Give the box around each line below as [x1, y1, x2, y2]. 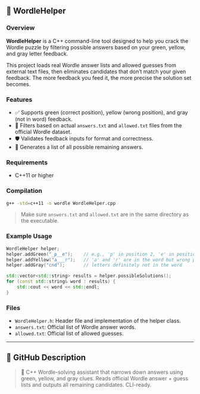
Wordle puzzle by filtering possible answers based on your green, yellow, [6, 43, 186, 51]
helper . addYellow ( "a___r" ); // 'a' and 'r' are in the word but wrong [6, 257, 190, 262]
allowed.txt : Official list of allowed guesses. [14, 330, 124, 337]
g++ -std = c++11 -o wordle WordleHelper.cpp [6, 200, 116, 206]
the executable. [20, 217, 60, 224]
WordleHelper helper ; [6, 245, 60, 252]
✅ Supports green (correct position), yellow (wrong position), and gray [14, 108, 189, 116]
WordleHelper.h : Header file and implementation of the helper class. [14, 317, 182, 324]
